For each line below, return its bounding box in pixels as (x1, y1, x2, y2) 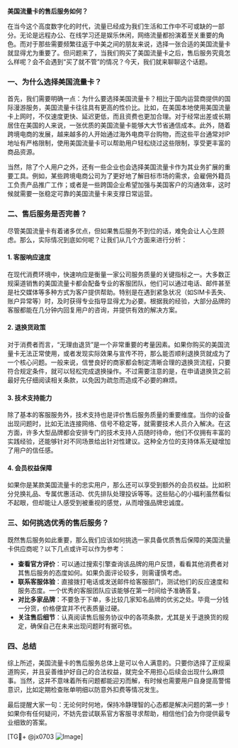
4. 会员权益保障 (7, 463, 52, 472)
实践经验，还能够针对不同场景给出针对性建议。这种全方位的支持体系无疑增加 (7, 437, 231, 446)
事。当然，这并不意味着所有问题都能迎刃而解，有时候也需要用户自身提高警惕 (7, 676, 231, 685)
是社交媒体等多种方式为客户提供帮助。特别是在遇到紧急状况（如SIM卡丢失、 (7, 288, 230, 296)
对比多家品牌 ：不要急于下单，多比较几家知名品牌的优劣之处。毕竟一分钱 (17, 595, 229, 603)
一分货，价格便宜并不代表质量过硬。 (17, 604, 124, 612)
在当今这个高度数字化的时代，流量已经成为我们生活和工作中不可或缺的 (7, 22, 212, 31)
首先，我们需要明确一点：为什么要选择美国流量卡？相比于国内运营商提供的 (7, 94, 225, 103)
